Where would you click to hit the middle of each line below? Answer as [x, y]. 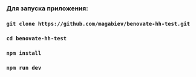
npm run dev [24, 68]
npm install [24, 53]
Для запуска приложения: [47, 8]
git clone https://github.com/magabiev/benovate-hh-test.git [98, 23]
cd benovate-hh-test [37, 38]
